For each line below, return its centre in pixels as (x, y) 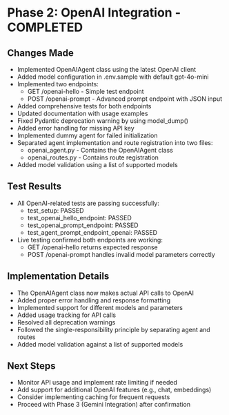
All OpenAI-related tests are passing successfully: (88, 203)
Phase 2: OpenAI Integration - (94, 13)
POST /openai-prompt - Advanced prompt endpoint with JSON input (125, 99)
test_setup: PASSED (56, 210)
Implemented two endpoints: (58, 84)
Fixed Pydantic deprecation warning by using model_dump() (102, 121)
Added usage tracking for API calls (66, 315)
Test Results (34, 187)
